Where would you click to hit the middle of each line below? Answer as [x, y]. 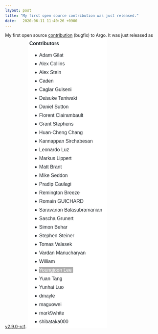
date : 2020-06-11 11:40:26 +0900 [41, 21]
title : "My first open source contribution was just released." [72, 15]
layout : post [18, 10]
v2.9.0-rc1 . [16, 327]
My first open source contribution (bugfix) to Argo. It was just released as [79, 35]
